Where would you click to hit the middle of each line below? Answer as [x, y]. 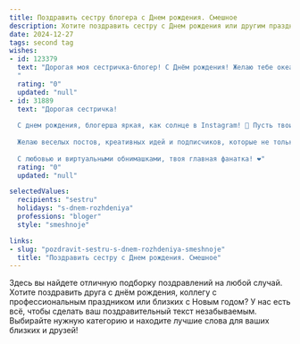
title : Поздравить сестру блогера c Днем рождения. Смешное [124, 17]
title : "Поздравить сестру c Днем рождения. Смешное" [119, 257]
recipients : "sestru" [58, 200]
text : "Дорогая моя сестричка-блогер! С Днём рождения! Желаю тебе [146, 68]
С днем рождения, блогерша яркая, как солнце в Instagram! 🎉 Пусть [146, 126]
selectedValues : [39, 192]
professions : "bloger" [59, 216]
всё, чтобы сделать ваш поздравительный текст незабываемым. [133, 311]
